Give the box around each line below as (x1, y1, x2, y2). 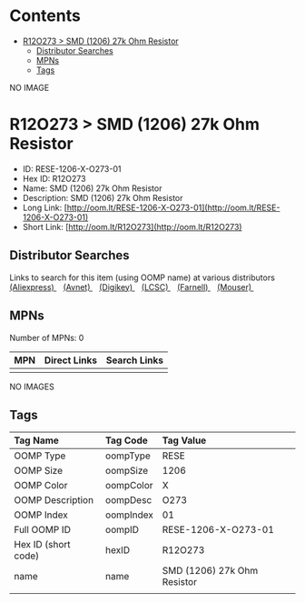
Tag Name (14, 434, 59, 447)
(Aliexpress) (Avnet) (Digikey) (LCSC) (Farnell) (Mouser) (9, 281, 252, 292)
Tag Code (105, 434, 148, 447)
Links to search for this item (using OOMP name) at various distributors (9, 272, 275, 283)
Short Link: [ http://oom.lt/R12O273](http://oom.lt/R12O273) (22, 221, 242, 232)
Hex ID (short (14, 538, 71, 551)
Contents (9, 5, 82, 26)
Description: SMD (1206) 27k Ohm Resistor (22, 192, 183, 203)
